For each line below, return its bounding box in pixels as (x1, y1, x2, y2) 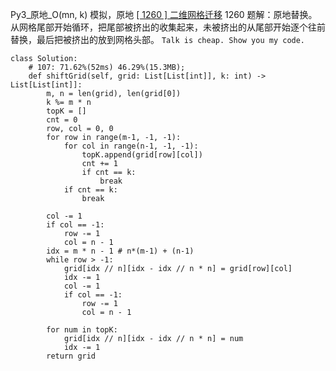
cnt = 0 (46, 115, 78, 125)
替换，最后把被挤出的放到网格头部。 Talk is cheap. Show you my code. (10, 34, 306, 45)
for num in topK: (46, 325, 118, 335)
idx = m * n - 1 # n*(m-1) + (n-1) (46, 246, 195, 256)
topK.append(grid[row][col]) (81, 150, 203, 160)
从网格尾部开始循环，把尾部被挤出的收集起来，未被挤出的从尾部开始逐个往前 (10, 21, 326, 33)
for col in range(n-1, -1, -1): (63, 141, 199, 151)
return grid (46, 351, 97, 361)
